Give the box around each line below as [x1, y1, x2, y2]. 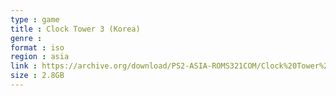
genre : [10, 33, 43, 43]
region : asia [10, 52, 70, 62]
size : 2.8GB [10, 71, 65, 81]
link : [10, 61, 38, 71]
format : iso [10, 42, 65, 53]
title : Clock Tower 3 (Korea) [10, 24, 141, 34]
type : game [10, 14, 60, 25]
